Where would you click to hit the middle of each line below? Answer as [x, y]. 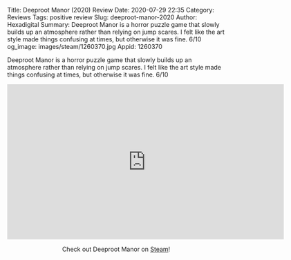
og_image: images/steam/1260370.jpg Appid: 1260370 [85, 47]
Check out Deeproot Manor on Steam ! [116, 249]
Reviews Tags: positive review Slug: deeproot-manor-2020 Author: [102, 17]
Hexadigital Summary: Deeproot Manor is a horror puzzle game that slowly [113, 24]
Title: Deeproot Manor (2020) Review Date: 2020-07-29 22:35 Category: [111, 10]
